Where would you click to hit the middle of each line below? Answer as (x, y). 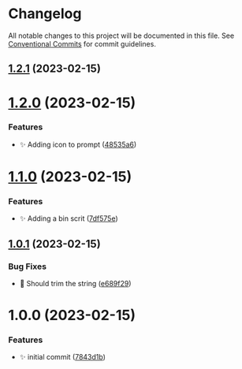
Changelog (45, 14)
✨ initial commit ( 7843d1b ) (63, 357)
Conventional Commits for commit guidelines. (82, 43)
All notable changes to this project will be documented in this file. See (121, 35)
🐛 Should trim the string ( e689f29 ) (75, 283)
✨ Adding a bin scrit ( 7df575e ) (69, 218)
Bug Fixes (28, 266)
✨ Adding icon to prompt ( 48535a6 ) (78, 144)
